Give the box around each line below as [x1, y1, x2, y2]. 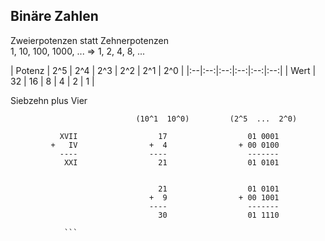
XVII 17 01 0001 [59, 131, 280, 141]
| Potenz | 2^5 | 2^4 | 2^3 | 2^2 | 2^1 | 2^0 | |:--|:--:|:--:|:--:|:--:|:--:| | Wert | [10, 64, 317, 76]
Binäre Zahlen [10, 8, 99, 25]
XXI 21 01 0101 [63, 157, 280, 168]
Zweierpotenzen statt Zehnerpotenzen [10, 34, 169, 46]
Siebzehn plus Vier [10, 94, 88, 106]
